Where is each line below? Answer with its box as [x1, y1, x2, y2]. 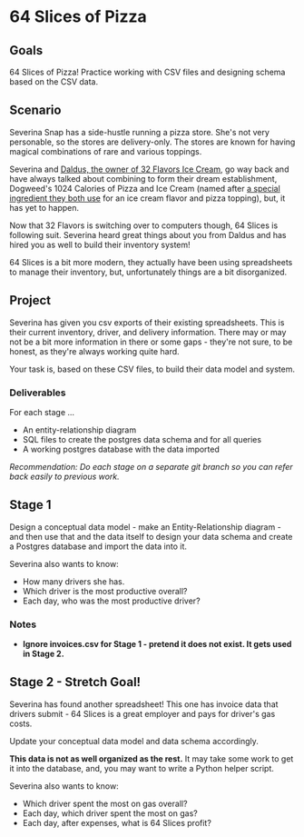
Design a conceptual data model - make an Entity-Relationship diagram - [9, 521, 281, 533]
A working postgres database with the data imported [22, 443, 221, 454]
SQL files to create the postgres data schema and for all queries [22, 433, 261, 444]
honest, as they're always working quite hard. [9, 345, 180, 356]
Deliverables [9, 386, 66, 399]
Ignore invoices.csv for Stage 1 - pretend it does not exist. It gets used [22, 639, 292, 650]
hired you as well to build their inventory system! [9, 239, 191, 250]
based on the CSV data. [9, 76, 98, 87]
